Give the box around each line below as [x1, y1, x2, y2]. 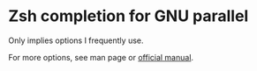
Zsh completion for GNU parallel [8, 6, 249, 26]
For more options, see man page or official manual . [8, 52, 194, 62]
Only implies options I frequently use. [8, 35, 144, 46]
